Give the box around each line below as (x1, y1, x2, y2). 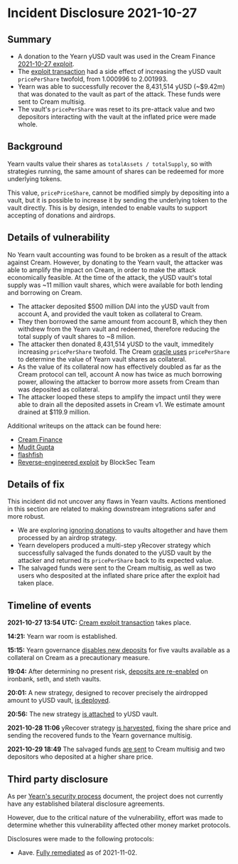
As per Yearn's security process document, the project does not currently (7, 792, 224, 801)
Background (7, 141, 63, 153)
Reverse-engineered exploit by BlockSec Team (17, 458, 156, 466)
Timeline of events (7, 599, 92, 612)
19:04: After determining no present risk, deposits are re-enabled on (7, 667, 208, 676)
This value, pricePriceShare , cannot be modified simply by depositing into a (7, 188, 229, 197)
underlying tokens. (7, 174, 63, 183)
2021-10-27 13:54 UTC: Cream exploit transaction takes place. (7, 618, 192, 627)
